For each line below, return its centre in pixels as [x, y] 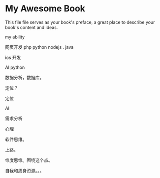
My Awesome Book [45, 9]
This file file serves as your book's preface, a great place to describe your [80, 22]
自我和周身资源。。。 [25, 171]
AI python [15, 67]
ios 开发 [13, 58]
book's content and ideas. [32, 27]
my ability [15, 37]
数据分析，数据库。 [25, 77]
